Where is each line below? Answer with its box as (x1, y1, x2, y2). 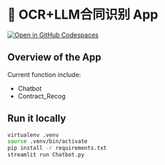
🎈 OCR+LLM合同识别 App (7, 6, 159, 23)
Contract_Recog (17, 91, 66, 100)
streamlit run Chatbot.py (7, 151, 84, 159)
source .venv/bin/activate (7, 138, 88, 145)
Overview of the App (7, 51, 101, 64)
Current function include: (7, 70, 81, 79)
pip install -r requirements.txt (7, 144, 107, 152)
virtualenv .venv (7, 131, 59, 139)
